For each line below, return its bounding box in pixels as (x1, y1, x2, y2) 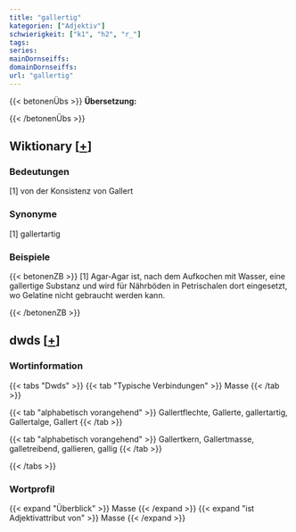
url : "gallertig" (9, 71, 74, 80)
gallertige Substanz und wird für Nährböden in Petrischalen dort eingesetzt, (9, 280, 288, 291)
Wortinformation (9, 360, 83, 372)
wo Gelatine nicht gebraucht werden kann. (9, 290, 166, 301)
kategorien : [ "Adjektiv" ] (9, 21, 105, 30)
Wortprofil (9, 483, 55, 495)
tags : (9, 37, 29, 47)
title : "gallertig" (9, 12, 82, 22)
